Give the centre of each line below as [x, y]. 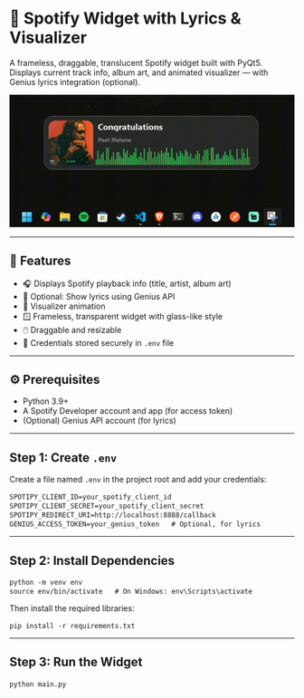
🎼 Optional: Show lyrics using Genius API [99, 296]
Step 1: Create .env [63, 458]
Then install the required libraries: [72, 608]
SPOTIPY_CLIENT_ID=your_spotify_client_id [90, 497]
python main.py [38, 684]
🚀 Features [40, 261]
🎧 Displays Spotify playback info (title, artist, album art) [127, 283]
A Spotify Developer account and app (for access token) [128, 411]
